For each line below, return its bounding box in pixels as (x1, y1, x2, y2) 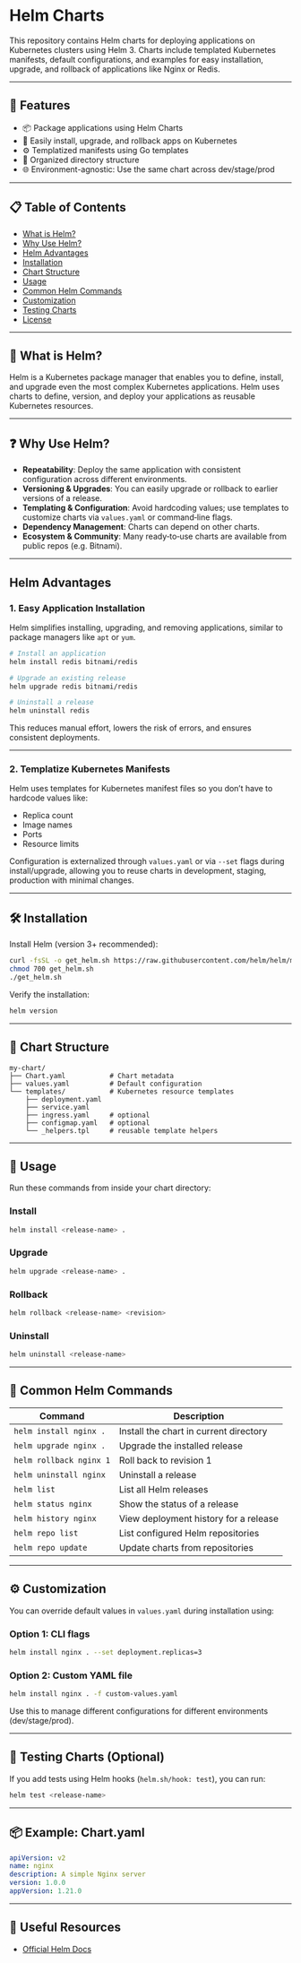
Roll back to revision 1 (118, 1454, 212, 1466)
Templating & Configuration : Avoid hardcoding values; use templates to (21, 503, 289, 514)
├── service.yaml (25, 1103, 90, 1111)
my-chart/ (9, 1063, 47, 1072)
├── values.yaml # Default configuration (9, 1079, 202, 1088)
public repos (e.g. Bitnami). (21, 540, 123, 551)
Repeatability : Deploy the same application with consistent (21, 464, 241, 475)
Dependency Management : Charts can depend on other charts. (21, 522, 260, 532)
